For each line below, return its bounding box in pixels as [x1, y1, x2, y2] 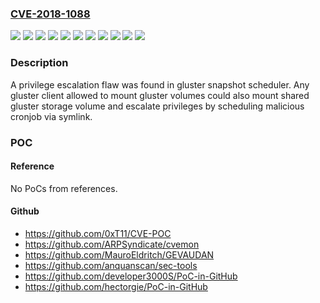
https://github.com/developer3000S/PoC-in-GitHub [24, 270, 238, 282]
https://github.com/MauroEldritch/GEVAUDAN [24, 248, 215, 261]
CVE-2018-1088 [10, 7, 91, 21]
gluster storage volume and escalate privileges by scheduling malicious [10, 100, 305, 112]
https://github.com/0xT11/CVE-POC [24, 227, 172, 239]
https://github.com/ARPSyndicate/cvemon [24, 238, 200, 250]
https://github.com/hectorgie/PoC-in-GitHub [24, 280, 208, 292]
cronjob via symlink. [10, 110, 93, 122]
